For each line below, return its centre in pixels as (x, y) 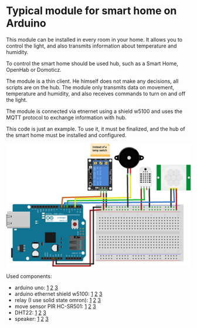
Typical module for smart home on (91, 11)
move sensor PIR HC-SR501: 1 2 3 (55, 306)
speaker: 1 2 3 (31, 319)
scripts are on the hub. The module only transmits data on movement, (90, 87)
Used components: (29, 276)
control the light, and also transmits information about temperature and (91, 46)
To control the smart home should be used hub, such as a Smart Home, (92, 63)
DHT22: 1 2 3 (30, 312)
